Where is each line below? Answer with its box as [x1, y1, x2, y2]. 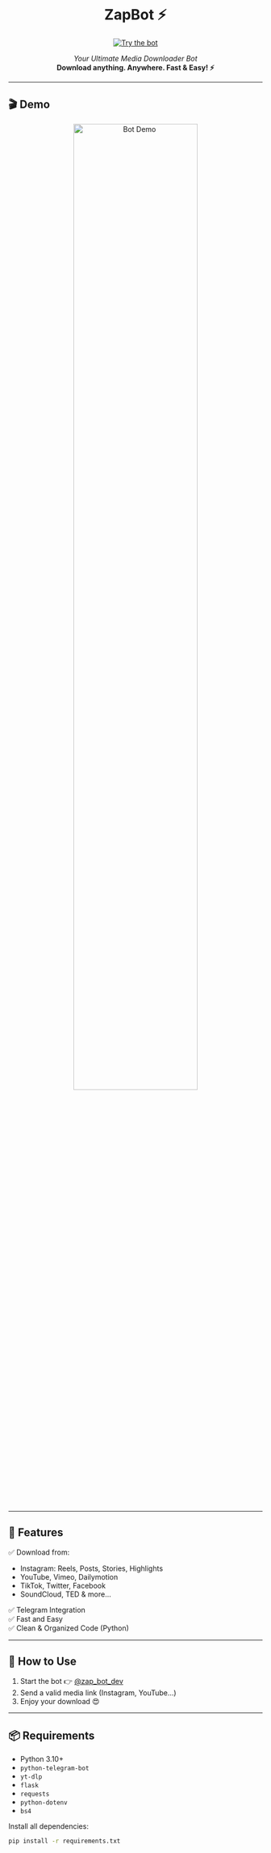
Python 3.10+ [19, 1754, 65, 1764]
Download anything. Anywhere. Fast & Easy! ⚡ [56, 62, 215, 72]
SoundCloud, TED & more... [19, 1589, 111, 1599]
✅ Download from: [8, 1547, 70, 1557]
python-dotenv [19, 1799, 68, 1807]
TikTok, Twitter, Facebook [19, 1580, 106, 1590]
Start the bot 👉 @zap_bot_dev [19, 1677, 123, 1686]
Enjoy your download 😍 [19, 1697, 100, 1707]
